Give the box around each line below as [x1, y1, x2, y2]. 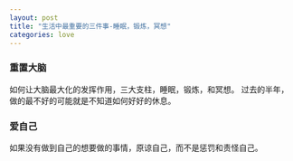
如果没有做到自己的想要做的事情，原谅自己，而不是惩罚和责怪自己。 [9, 142, 263, 153]
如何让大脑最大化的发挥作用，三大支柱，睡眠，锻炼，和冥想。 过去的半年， [9, 83, 289, 95]
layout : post [9, 13, 59, 23]
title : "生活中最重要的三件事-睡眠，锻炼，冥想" [9, 22, 172, 31]
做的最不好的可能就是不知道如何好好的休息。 [9, 95, 176, 106]
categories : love [9, 30, 75, 39]
